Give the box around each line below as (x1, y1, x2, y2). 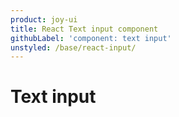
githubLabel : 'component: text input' (10, 33, 172, 43)
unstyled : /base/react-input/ (10, 42, 137, 53)
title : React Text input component (10, 24, 159, 34)
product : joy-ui (10, 14, 78, 25)
